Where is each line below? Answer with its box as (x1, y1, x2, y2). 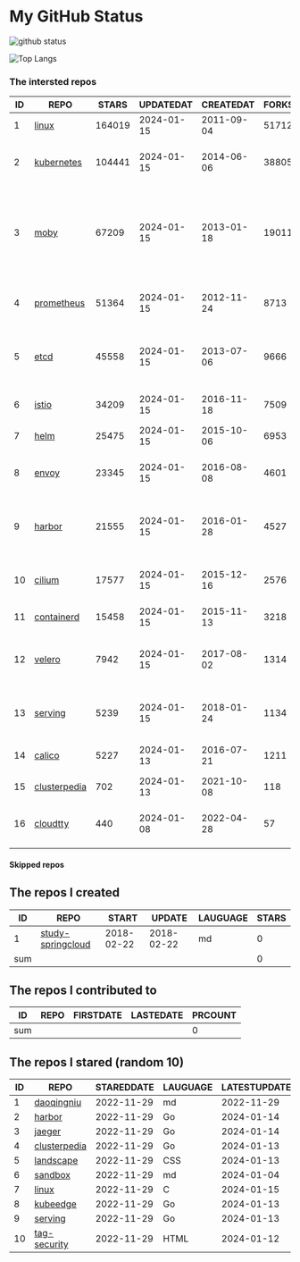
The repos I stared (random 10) (9, 1055, 185, 1070)
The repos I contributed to (9, 983, 158, 998)
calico (34, 749, 60, 761)
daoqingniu (34, 1097, 82, 1109)
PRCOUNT (191, 1009, 237, 1022)
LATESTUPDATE (221, 1081, 292, 1094)
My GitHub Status (9, 6, 144, 27)
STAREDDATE (95, 1081, 154, 1094)
